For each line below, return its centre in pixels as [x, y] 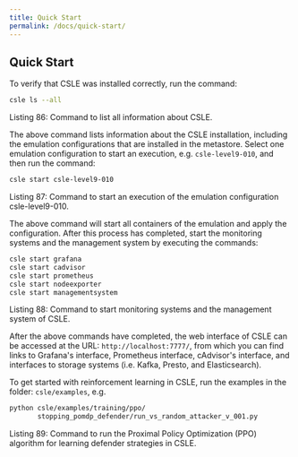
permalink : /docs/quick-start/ [68, 26]
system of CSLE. [40, 319]
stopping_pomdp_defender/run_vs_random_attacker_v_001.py [147, 417]
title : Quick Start [46, 17]
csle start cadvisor [48, 267]
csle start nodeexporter [55, 284]
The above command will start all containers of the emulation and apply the [148, 224]
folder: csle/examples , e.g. [58, 392]
